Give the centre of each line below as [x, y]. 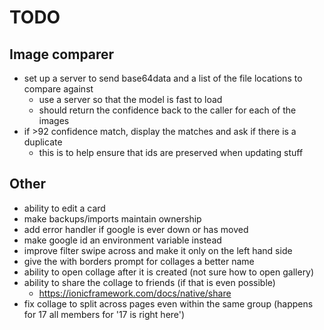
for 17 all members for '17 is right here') [104, 314]
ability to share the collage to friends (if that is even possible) [149, 282]
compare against [58, 89]
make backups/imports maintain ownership [112, 218]
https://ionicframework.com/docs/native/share [135, 293]
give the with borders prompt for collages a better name [139, 261]
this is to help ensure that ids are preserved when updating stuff [171, 152]
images [54, 120]
